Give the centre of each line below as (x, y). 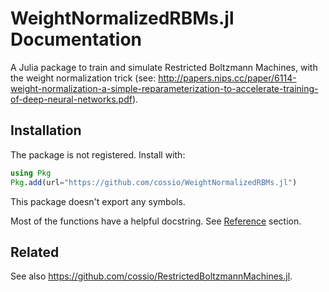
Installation (46, 130)
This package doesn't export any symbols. (98, 201)
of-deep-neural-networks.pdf (71, 99)
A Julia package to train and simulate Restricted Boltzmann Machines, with (164, 67)
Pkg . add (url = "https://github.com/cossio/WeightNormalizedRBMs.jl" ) (154, 182)
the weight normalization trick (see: (83, 78)
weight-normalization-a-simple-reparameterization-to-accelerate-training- (164, 88)
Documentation (76, 39)
